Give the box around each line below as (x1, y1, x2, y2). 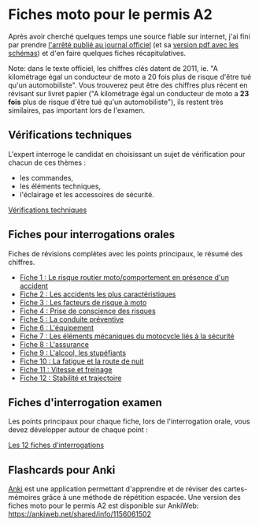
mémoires (8, 493, 41, 502)
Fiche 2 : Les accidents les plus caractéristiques (19, 289, 176, 299)
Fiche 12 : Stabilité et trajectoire (19, 373, 122, 382)
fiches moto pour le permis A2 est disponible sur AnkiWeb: (8, 501, 199, 510)
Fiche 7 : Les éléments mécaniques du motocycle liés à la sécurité (19, 331, 235, 341)
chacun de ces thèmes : (8, 158, 87, 167)
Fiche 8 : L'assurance (19, 339, 89, 349)
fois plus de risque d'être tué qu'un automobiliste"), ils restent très (8, 97, 224, 106)
